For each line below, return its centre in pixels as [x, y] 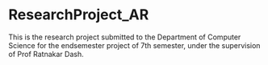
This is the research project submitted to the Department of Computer [125, 37]
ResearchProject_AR [79, 15]
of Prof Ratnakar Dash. [46, 54]
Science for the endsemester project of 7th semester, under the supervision [134, 45]
